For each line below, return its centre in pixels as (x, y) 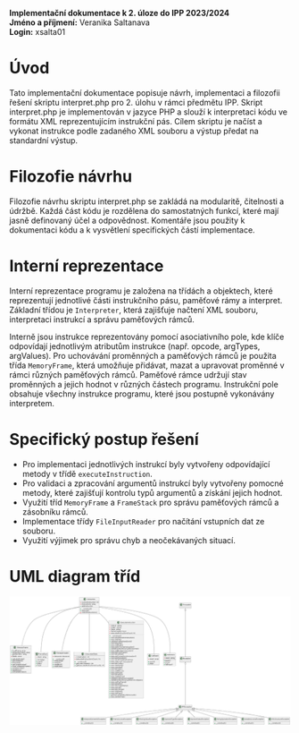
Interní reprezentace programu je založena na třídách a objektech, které (141, 291)
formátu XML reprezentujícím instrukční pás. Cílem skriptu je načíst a (136, 121)
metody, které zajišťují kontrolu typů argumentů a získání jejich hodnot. (152, 492)
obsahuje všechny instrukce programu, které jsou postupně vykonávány (142, 394)
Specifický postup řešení (104, 439)
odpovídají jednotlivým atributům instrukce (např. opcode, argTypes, (135, 346)
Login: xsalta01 (37, 32)
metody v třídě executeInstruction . (87, 473)
